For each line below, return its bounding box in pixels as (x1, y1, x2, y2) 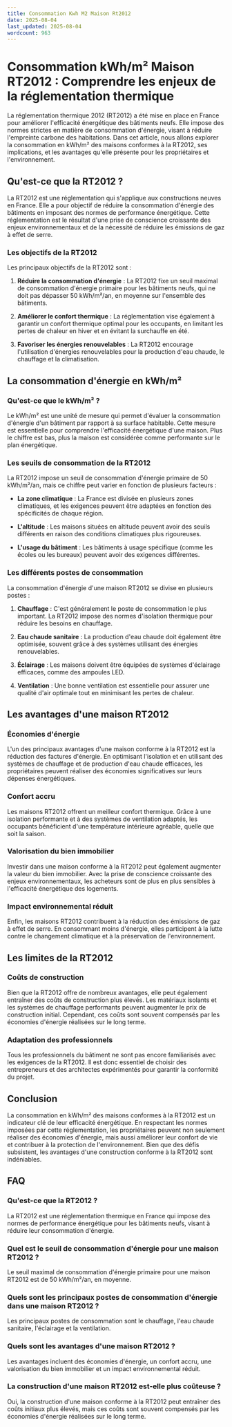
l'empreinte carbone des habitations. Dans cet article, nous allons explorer (7, 133, 219, 142)
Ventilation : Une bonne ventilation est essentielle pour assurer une (17, 681, 210, 690)
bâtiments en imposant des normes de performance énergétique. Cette (7, 209, 210, 216)
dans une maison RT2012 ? (7, 1301, 99, 1310)
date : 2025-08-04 (7, 17, 57, 23)
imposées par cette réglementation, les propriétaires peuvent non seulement (7, 1126, 225, 1134)
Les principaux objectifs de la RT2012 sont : (7, 263, 132, 272)
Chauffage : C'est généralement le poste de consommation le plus (17, 604, 207, 612)
